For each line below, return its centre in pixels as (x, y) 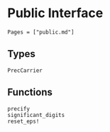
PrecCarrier (25, 70)
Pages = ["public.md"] (41, 32)
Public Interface (55, 13)
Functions (30, 92)
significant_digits (36, 115)
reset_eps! (23, 121)
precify (19, 108)
